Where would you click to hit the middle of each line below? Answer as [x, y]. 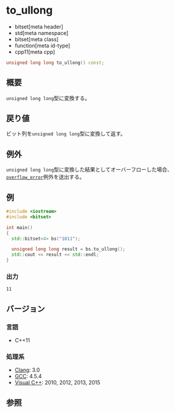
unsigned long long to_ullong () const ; [55, 63]
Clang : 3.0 [27, 370]
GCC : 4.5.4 [28, 376]
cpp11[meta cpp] [35, 51]
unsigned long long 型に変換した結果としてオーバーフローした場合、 [89, 170]
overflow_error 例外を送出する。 [46, 177]
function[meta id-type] [42, 46]
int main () [20, 228]
